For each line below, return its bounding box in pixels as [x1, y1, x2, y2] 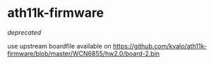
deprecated [7, 28, 42, 37]
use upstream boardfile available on [7, 41, 112, 50]
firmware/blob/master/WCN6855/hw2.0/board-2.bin [7, 49, 160, 58]
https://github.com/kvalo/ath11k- [112, 41, 207, 50]
